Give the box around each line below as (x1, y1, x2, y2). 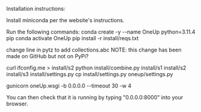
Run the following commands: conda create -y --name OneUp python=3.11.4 (6, 28, 196, 35)
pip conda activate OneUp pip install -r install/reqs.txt (6, 35, 139, 41)
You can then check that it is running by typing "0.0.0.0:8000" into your (6, 94, 184, 101)
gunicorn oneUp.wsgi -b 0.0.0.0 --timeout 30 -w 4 (6, 82, 132, 89)
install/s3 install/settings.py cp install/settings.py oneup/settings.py (6, 71, 173, 77)
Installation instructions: (6, 5, 66, 12)
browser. (6, 100, 28, 107)
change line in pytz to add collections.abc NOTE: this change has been (6, 46, 182, 53)
